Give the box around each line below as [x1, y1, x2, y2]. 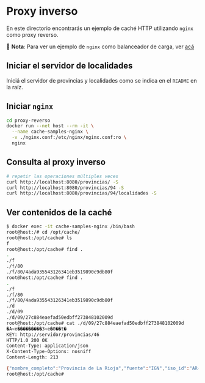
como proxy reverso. [6, 31, 59, 38]
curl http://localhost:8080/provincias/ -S [6, 179, 119, 185]
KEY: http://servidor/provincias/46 [6, 332, 99, 338]
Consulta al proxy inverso [6, 157, 106, 168]
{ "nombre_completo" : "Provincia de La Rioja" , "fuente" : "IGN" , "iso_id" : [6, 365, 190, 371]
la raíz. [6, 83, 23, 91]
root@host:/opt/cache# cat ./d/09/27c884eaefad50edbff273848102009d [6, 320, 184, 326]
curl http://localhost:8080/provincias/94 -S [6, 185, 124, 191]
